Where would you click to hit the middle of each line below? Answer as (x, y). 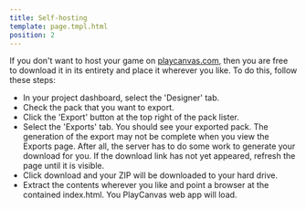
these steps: (33, 80)
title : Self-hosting (49, 18)
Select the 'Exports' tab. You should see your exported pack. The (145, 127)
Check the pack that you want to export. (99, 108)
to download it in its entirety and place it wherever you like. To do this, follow (153, 70)
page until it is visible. (63, 166)
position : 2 (32, 35)
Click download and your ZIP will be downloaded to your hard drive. (150, 175)
